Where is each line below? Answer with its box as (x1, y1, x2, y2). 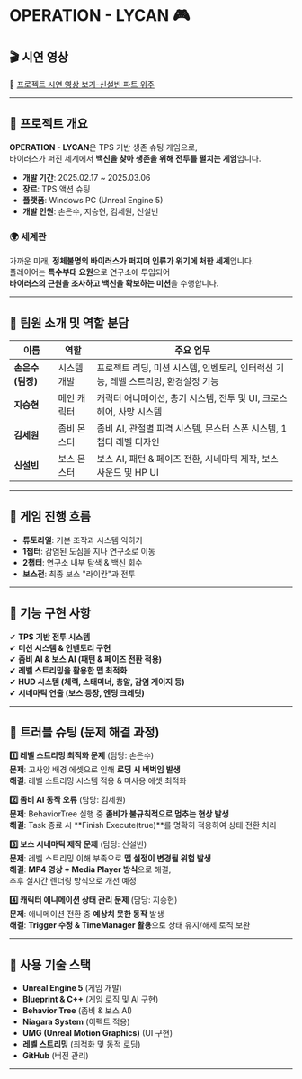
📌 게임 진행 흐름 (9, 509, 92, 524)
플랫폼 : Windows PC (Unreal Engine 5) (22, 194, 164, 205)
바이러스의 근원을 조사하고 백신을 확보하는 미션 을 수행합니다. (9, 278, 219, 289)
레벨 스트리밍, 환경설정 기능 (109, 375, 219, 388)
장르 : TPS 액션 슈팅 (22, 183, 91, 194)
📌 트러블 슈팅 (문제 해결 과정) (9, 724, 160, 740)
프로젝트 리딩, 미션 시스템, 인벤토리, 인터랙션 (96, 361, 274, 374)
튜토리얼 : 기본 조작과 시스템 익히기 (22, 534, 143, 545)
